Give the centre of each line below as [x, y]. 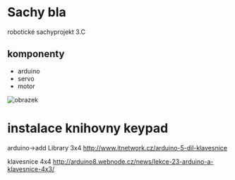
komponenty [36, 54]
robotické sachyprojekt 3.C [47, 32]
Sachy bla [37, 12]
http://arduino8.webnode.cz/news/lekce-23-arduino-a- [133, 161]
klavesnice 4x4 [29, 161]
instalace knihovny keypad [88, 128]
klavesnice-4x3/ [31, 169]
